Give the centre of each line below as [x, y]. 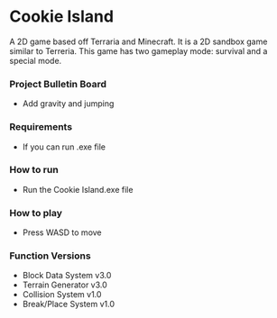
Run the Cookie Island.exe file [78, 189]
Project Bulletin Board [58, 84]
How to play [36, 213]
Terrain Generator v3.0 [65, 285]
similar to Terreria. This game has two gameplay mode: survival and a [138, 50]
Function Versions [51, 256]
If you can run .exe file [64, 147]
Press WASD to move [62, 232]
